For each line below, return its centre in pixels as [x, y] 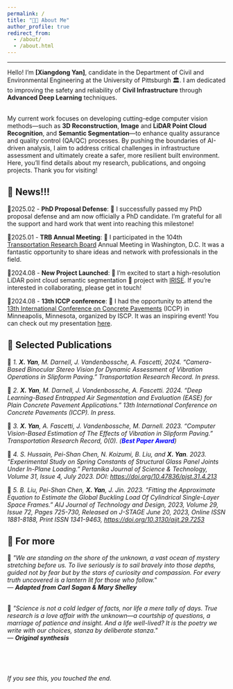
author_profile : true [38, 26]
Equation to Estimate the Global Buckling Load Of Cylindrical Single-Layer [113, 497]
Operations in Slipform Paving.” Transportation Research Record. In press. [114, 377]
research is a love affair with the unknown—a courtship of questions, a [109, 616]
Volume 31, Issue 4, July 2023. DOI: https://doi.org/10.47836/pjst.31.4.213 [112, 476]
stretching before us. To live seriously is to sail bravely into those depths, [112, 565]
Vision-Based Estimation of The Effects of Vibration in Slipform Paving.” [110, 433]
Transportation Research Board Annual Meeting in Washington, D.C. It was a [116, 244]
